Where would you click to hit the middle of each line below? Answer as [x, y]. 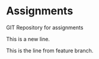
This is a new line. [28, 39]
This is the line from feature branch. [50, 50]
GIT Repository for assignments [45, 27]
